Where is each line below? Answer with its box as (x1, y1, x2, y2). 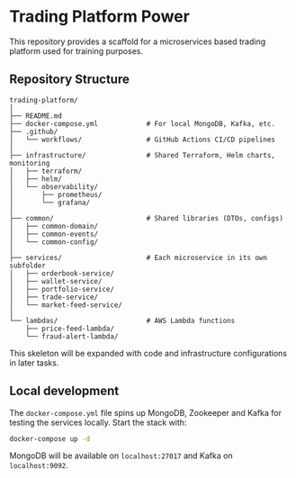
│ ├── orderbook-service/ (9, 268, 115, 278)
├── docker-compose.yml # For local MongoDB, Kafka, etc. (9, 119, 276, 128)
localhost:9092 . (9, 460, 69, 471)
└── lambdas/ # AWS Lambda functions (9, 316, 236, 325)
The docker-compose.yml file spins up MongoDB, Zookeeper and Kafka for (9, 407, 282, 418)
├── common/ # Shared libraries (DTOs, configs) (9, 213, 283, 222)
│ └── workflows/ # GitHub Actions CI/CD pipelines (9, 135, 276, 144)
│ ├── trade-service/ (9, 293, 99, 302)
